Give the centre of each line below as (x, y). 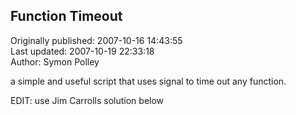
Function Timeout (66, 16)
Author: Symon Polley (55, 61)
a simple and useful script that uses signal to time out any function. (148, 81)
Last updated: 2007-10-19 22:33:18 (82, 51)
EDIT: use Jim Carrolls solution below (87, 100)
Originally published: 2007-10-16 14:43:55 (96, 40)
